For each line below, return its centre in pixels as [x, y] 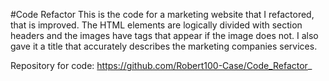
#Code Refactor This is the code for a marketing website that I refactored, [162, 14]
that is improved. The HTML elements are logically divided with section [156, 25]
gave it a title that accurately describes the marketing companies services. [164, 46]
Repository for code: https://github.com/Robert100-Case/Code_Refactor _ [161, 65]
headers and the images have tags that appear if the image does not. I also [164, 35]
